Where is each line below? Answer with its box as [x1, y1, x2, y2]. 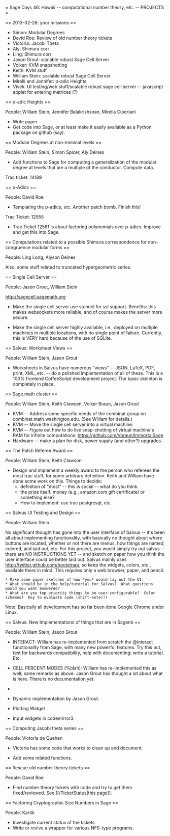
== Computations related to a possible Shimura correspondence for [5, 239, 147, 245]
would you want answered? [5, 586, 60, 591]
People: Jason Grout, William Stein [5, 284, 78, 290]
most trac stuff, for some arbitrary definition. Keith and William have [12, 473, 154, 478]
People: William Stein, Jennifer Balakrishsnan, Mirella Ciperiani [5, 109, 136, 115]
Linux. [5, 609, 18, 615]
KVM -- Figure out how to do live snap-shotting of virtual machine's [12, 427, 154, 433]
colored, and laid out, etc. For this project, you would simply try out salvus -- [5, 546, 165, 552]
